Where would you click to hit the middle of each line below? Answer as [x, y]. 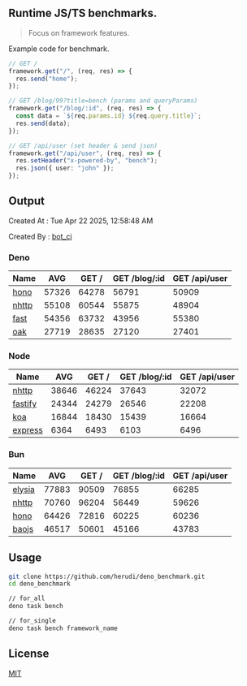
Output [26, 201]
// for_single [32, 621]
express [28, 430]
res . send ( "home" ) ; [47, 79]
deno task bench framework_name [63, 628]
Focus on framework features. [79, 32]
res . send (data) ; [43, 123]
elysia [24, 489]
